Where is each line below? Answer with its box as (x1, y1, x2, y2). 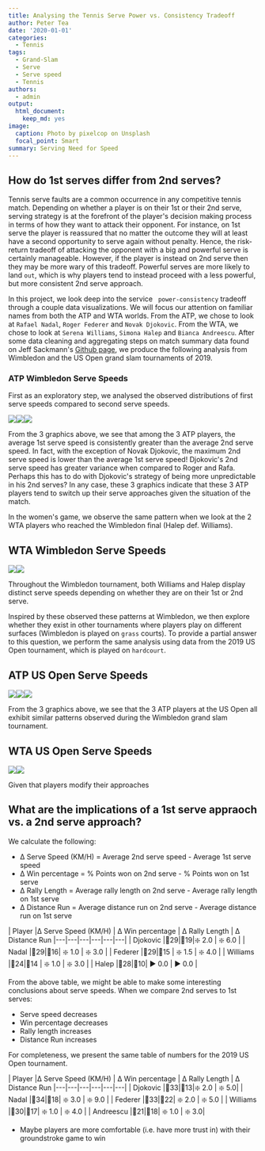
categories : (8, 33, 47, 42)
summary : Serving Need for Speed (8, 144, 119, 152)
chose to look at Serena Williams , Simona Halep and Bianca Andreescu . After (8, 328, 255, 338)
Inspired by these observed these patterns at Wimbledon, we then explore (8, 612, 251, 621)
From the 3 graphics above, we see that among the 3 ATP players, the (8, 430, 236, 439)
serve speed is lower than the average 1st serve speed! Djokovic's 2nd (8, 455, 238, 465)
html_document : (15, 108, 66, 116)
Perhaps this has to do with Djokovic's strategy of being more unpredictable (8, 472, 256, 481)
